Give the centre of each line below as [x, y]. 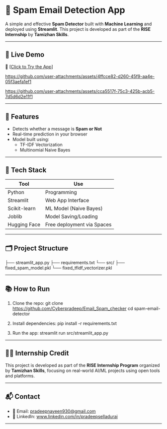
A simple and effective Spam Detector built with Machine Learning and [79, 24]
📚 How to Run [28, 289]
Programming [61, 192]
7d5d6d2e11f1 [19, 96]
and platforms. [20, 376]
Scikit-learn [22, 209]
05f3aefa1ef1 [18, 81]
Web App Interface [67, 201]
